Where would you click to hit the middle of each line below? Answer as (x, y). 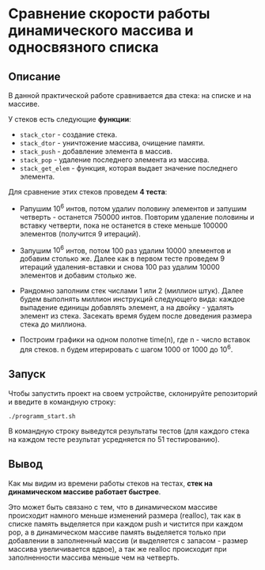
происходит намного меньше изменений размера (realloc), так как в (125, 515)
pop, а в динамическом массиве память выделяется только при (117, 532)
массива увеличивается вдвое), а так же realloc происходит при (117, 549)
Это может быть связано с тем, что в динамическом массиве (113, 507)
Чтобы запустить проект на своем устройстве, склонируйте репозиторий (133, 393)
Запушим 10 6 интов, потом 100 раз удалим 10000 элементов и (125, 250)
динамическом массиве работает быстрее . (85, 492)
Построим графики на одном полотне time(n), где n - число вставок (135, 340)
